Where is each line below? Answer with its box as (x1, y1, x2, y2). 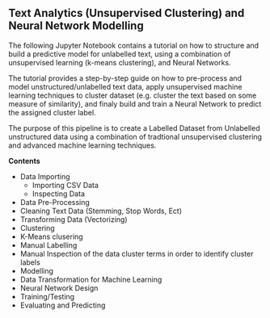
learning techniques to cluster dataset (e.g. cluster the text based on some (8, 90, 257, 100)
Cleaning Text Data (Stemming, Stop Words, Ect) (19, 206, 182, 215)
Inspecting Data (32, 189, 85, 199)
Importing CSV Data (32, 180, 99, 190)
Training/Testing (19, 291, 75, 301)
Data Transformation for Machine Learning (19, 274, 162, 284)
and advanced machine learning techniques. (8, 140, 157, 150)
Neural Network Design (19, 282, 99, 293)
